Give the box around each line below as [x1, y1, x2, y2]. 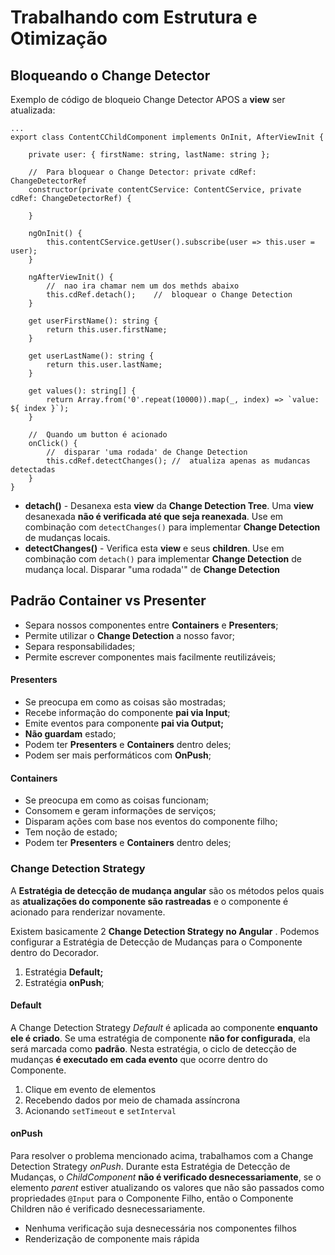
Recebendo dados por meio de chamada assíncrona [24, 1094, 241, 1106]
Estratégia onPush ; [24, 976, 105, 988]
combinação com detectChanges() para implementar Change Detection [24, 521, 321, 533]
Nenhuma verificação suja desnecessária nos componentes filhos [24, 1222, 297, 1234]
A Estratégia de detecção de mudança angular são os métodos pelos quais [10, 884, 325, 896]
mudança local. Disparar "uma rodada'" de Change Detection [24, 564, 281, 575]
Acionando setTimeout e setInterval [24, 1104, 177, 1116]
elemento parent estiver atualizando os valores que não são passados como [10, 1181, 325, 1193]
